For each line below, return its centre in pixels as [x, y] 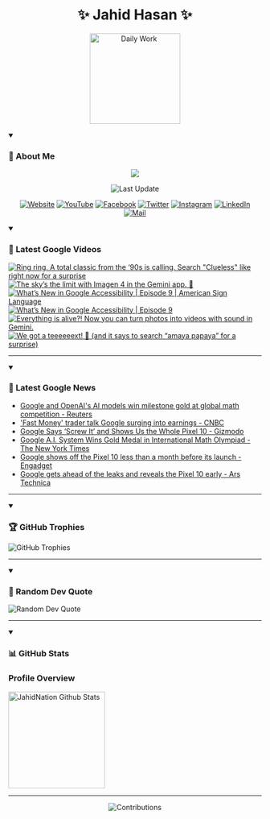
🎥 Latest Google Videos [55, 250]
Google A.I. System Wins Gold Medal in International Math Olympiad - [135, 440]
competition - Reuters [56, 414]
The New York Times [55, 448]
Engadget [36, 465]
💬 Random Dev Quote [51, 592]
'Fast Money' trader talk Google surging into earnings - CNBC [122, 422]
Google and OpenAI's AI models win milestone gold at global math [129, 405]
